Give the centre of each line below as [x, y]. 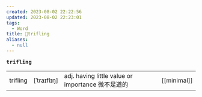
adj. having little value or [99, 75]
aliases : [17, 40]
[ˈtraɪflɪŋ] [46, 80]
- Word [20, 28]
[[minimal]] [177, 80]
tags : [13, 23]
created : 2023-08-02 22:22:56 [44, 12]
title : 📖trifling [28, 34]
